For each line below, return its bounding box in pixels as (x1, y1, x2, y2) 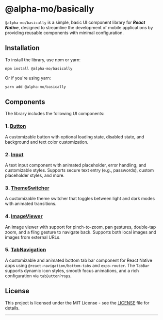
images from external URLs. (5, 234, 61, 240)
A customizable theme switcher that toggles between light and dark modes (5, 196, 155, 202)
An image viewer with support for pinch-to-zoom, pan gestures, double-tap (5, 224, 156, 230)
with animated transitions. (5, 201, 57, 207)
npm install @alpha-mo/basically (5, 66, 73, 71)
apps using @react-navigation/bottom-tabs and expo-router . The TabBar (5, 262, 149, 268)
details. (5, 305, 20, 311)
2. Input (5, 151, 24, 158)
